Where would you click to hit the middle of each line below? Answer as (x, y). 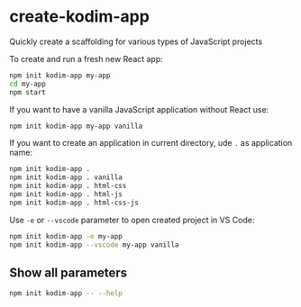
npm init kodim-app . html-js (66, 194)
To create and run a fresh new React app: (87, 59)
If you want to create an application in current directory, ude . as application (151, 143)
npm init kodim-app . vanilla (66, 177)
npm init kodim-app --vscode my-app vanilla (94, 245)
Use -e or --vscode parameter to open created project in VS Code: (132, 220)
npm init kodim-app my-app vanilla (76, 126)
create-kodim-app (80, 17)
